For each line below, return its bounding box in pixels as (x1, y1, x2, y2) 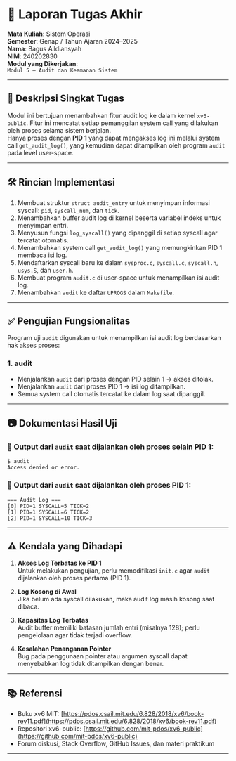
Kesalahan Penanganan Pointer (17, 644, 112, 653)
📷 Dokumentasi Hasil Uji (7, 417, 117, 429)
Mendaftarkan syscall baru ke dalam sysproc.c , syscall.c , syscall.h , (17, 258, 218, 266)
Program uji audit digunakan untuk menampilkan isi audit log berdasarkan (7, 334, 221, 342)
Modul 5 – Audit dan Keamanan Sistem (7, 67, 118, 74)
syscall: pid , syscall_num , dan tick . (17, 206, 119, 214)
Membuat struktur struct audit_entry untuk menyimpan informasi (17, 198, 211, 207)
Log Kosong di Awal (17, 587, 77, 596)
